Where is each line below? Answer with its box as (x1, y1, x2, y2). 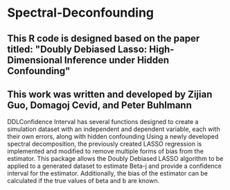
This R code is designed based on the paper (7, 33, 200, 44)
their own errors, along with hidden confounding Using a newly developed (7, 132, 219, 141)
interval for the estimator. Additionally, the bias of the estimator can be (7, 169, 208, 178)
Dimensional (7, 54, 62, 66)
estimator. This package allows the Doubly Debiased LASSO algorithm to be (7, 155, 224, 163)
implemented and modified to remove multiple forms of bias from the (7, 147, 204, 155)
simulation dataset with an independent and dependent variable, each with (7, 125, 220, 133)
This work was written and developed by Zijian (7, 88, 213, 100)
